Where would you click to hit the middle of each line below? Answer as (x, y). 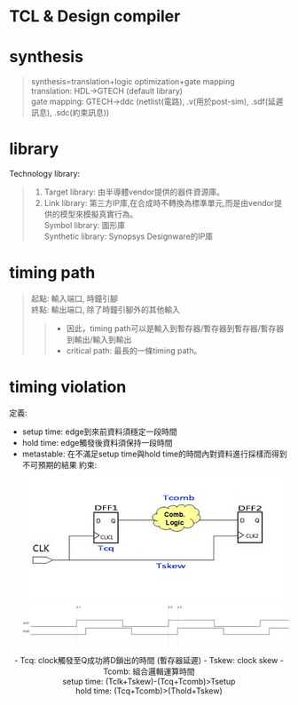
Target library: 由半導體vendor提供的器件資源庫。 (134, 192)
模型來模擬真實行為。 (99, 214)
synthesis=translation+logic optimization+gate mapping (133, 82)
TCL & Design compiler (95, 16)
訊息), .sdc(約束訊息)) (70, 113)
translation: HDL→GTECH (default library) (107, 91)
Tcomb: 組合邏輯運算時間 (149, 671)
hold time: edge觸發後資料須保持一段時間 (97, 442)
